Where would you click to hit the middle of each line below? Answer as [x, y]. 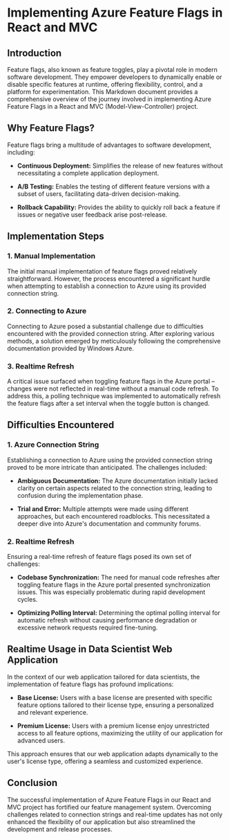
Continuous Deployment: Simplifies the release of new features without [120, 166]
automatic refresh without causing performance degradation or [107, 620]
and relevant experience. [52, 712]
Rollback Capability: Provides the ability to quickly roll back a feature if [119, 207]
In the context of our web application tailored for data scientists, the [104, 677]
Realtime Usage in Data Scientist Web [90, 649]
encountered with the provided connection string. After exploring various [111, 333]
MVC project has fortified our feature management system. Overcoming [109, 807]
